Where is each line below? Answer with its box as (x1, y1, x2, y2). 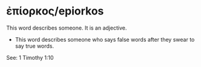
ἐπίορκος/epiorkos (6, 4, 104, 18)
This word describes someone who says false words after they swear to (15, 36, 195, 43)
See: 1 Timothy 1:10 (6, 54, 54, 61)
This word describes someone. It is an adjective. (6, 24, 127, 31)
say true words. (15, 42, 54, 49)
